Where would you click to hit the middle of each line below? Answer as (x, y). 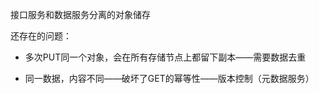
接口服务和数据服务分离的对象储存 (80, 14)
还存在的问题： (41, 36)
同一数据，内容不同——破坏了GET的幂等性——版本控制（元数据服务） (169, 78)
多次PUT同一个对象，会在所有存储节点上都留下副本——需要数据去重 (165, 57)
